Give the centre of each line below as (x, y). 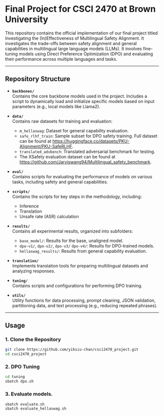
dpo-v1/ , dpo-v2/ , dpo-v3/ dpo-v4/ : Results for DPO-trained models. (87, 245)
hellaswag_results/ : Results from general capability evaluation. (83, 251)
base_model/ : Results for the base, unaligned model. (71, 241)
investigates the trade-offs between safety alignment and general (71, 43)
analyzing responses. (33, 271)
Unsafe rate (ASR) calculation (49, 216)
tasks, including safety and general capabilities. (60, 182)
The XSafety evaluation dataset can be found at (67, 157)
